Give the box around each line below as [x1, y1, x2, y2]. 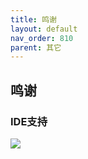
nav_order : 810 [10, 33, 74, 43]
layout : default [10, 24, 78, 34]
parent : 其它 [10, 42, 62, 53]
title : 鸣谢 [10, 14, 57, 25]
